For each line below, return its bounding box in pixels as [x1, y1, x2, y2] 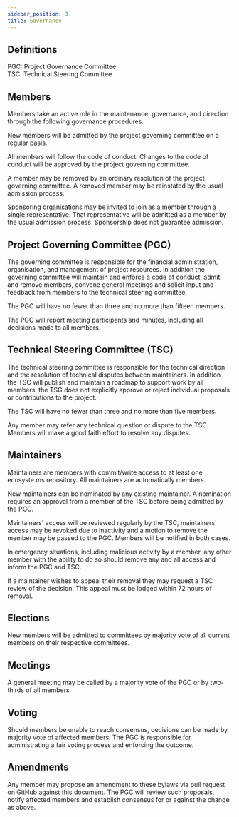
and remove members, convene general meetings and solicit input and [7, 280, 214, 289]
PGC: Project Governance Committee [7, 62, 117, 71]
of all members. [26, 686, 72, 694]
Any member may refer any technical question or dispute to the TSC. [7, 420, 209, 429]
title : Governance [7, 17, 62, 24]
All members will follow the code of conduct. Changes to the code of [7, 153, 209, 161]
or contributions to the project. [7, 393, 97, 402]
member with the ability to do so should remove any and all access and [7, 554, 216, 564]
